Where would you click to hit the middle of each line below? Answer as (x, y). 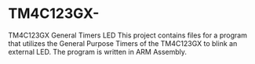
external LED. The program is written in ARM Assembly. (97, 52)
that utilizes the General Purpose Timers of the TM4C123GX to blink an (123, 43)
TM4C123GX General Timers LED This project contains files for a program (127, 35)
